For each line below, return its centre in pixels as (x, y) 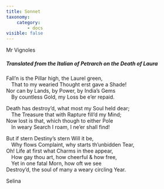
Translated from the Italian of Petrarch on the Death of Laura (82, 63)
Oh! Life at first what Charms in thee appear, (60, 151)
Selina (14, 181)
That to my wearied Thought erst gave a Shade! (69, 85)
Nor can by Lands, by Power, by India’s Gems (61, 91)
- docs (35, 28)
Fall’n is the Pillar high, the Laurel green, (54, 78)
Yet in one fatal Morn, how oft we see (56, 163)
